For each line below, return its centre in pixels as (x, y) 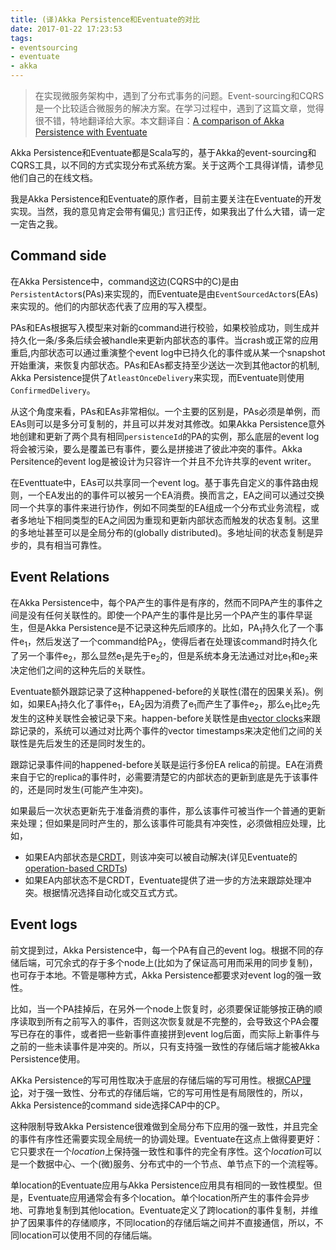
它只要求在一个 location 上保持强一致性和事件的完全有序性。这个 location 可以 (166, 1151)
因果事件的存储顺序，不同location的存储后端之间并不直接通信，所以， (171, 1222)
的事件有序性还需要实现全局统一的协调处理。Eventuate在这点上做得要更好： (166, 1138)
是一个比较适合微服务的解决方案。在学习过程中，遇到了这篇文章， (170, 108)
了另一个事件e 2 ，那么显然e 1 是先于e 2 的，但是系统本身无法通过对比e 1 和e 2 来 (164, 657)
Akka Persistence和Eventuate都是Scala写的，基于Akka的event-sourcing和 (163, 152)
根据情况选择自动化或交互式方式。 (112, 892)
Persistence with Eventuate (91, 132)
